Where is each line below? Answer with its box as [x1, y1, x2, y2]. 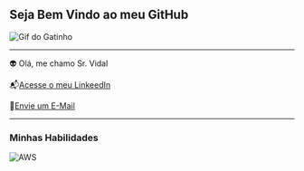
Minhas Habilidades [9, 131, 99, 144]
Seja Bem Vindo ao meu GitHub [9, 7, 189, 23]
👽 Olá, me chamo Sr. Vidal [9, 58, 109, 69]
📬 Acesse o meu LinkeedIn [9, 79, 111, 90]
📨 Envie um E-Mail [9, 100, 75, 111]
